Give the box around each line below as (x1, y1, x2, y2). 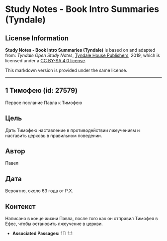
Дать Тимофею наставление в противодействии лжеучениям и (5, 127, 140, 133)
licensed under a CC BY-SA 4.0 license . (5, 58, 86, 63)
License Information (5, 34, 69, 42)
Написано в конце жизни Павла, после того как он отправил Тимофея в (5, 216, 158, 222)
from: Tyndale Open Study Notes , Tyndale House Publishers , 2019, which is (5, 52, 160, 58)
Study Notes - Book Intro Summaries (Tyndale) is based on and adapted (5, 47, 156, 53)
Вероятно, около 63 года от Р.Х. (5, 188, 74, 194)
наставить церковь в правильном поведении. (5, 132, 102, 138)
